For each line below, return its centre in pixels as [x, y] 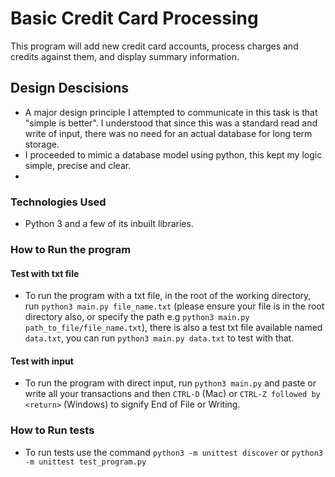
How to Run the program [71, 249]
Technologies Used [58, 202]
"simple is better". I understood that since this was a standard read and [171, 123]
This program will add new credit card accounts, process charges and [154, 46]
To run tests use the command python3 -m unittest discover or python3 [174, 452]
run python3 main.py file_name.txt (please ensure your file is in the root [174, 306]
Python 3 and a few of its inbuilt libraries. [109, 224]
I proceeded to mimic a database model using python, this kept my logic [173, 154]
